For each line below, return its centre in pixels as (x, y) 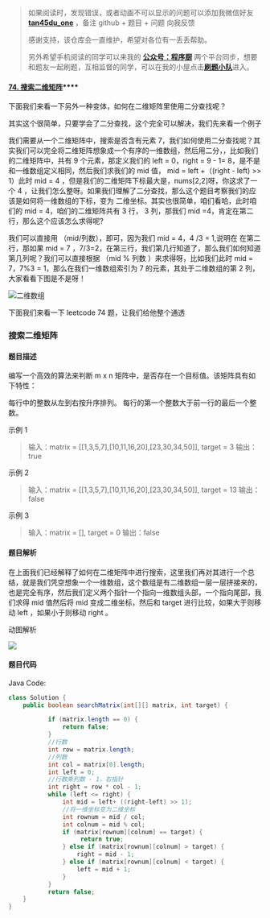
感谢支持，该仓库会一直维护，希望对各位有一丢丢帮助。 (119, 40)
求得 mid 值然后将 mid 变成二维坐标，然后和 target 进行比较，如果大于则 (135, 602)
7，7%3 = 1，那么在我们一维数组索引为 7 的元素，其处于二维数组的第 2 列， (134, 268)
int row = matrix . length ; (91, 749)
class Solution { (37, 697)
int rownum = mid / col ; (104, 817)
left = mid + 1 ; (104, 869)
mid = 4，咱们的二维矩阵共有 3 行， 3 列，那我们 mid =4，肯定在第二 (139, 211)
